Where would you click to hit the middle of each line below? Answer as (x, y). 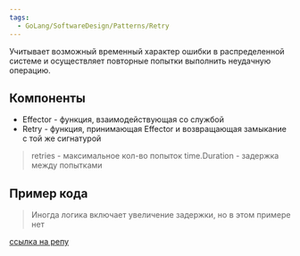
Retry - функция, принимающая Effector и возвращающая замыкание (154, 129)
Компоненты (48, 98)
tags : (19, 17)
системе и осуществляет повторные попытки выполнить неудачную (140, 61)
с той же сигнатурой (62, 138)
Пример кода (49, 193)
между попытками (67, 165)
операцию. (30, 70)
